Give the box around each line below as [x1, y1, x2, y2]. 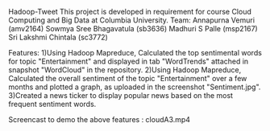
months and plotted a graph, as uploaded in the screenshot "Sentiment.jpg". [8, 82, 261, 92]
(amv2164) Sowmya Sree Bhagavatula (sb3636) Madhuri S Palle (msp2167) [8, 24, 258, 33]
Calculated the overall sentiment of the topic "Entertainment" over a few [8, 74, 247, 83]
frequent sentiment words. [8, 100, 97, 108]
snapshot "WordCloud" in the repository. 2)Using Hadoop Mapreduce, [8, 65, 242, 75]
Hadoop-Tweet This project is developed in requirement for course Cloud [8, 7, 252, 16]
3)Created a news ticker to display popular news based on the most [8, 91, 234, 100]
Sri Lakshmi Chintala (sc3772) [8, 32, 109, 42]
